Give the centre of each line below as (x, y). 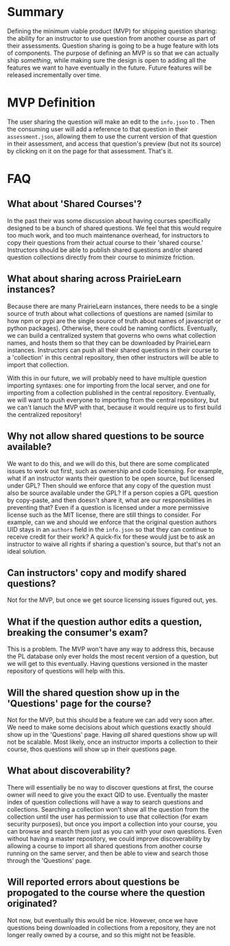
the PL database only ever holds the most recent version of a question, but (113, 656)
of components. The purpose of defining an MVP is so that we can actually (113, 53)
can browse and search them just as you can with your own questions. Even (115, 831)
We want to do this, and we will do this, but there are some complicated (108, 463)
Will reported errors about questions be (93, 882)
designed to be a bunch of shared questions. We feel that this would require (114, 228)
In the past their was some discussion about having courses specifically (109, 220)
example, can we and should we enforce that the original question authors (112, 522)
